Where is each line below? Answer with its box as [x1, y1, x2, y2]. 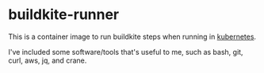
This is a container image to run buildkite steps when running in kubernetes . [8, 32, 256, 41]
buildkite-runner [8, 6, 120, 24]
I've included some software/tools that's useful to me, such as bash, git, [8, 47, 243, 56]
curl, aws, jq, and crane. [8, 56, 87, 65]
